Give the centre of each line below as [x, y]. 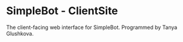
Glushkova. [20, 33]
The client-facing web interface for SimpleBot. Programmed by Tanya [92, 27]
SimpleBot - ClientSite [62, 11]
